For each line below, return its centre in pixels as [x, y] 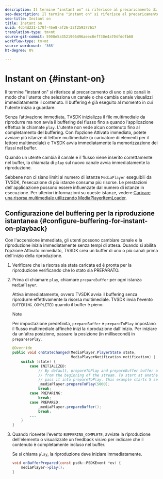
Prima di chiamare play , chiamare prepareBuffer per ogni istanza [77, 280]
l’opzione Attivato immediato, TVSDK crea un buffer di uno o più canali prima [81, 251]
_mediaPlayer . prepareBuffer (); [70, 407]
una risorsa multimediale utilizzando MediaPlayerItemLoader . [66, 198]
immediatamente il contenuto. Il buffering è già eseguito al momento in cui [79, 102]
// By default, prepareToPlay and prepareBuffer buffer [96, 370]
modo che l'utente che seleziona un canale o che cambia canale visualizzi [79, 97]
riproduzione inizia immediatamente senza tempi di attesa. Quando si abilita [81, 245]
